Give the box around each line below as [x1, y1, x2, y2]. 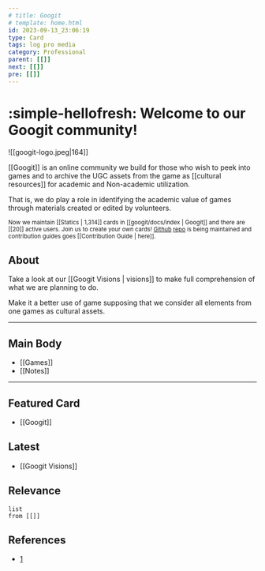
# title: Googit [8, 11, 62, 20]
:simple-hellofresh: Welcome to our [8, 104, 246, 122]
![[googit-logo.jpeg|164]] [8, 147, 89, 156]
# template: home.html [8, 19, 83, 27]
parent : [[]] [8, 56, 51, 64]
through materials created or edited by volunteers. [8, 203, 172, 212]
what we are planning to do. [8, 283, 99, 292]
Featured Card [8, 396, 80, 410]
